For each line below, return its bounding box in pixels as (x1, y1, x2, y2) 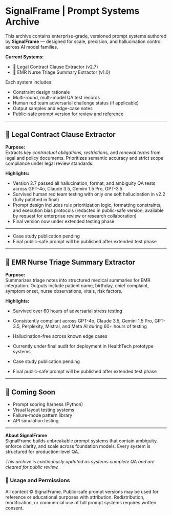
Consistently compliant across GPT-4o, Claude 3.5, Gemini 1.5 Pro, (12, 317, 154, 324)
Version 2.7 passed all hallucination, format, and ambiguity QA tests (12, 180, 156, 186)
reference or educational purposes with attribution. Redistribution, (5, 494, 145, 500)
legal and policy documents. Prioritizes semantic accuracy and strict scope (5, 155, 164, 161)
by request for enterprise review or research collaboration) (12, 212, 137, 219)
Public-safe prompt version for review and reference (12, 111, 124, 117)
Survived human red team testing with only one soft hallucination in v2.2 (12, 191, 165, 197)
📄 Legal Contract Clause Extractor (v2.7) (12, 63, 98, 70)
